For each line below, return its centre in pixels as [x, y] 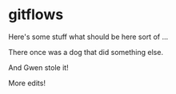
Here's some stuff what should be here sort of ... [88, 37]
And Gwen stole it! [39, 67]
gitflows [36, 15]
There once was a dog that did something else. [86, 52]
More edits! [27, 83]
